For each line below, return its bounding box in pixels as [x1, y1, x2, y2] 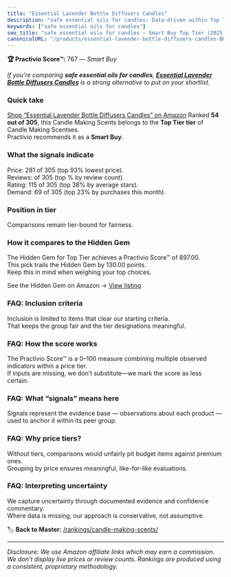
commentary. [7, 504, 45, 512]
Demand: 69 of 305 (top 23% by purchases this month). [7, 187, 166, 196]
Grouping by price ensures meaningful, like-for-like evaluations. [7, 464, 188, 472]
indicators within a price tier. [7, 361, 88, 370]
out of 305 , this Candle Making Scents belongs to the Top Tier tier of [7, 118, 204, 127]
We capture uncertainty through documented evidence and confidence [7, 496, 209, 505]
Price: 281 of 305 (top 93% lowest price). [7, 166, 124, 174]
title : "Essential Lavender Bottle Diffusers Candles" [7, 10, 168, 17]
